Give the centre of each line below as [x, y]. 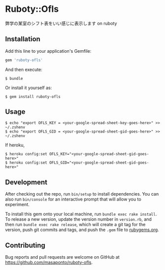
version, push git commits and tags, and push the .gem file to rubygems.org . [82, 230]
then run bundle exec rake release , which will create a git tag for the [75, 225]
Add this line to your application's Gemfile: [48, 51]
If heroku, [15, 145]
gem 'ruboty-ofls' [24, 60]
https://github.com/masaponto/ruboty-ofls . [49, 263]
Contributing [25, 245]
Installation [23, 39]
